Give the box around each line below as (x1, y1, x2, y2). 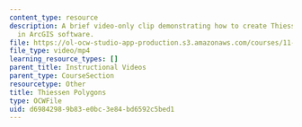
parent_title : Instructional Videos (9, 63, 147, 72)
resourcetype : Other (9, 80, 87, 89)
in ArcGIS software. (17, 30, 94, 38)
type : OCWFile (9, 96, 63, 106)
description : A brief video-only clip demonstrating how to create (9, 21, 268, 30)
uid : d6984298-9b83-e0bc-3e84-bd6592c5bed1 (9, 105, 175, 114)
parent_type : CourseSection (9, 72, 115, 80)
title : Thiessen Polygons (9, 88, 106, 97)
